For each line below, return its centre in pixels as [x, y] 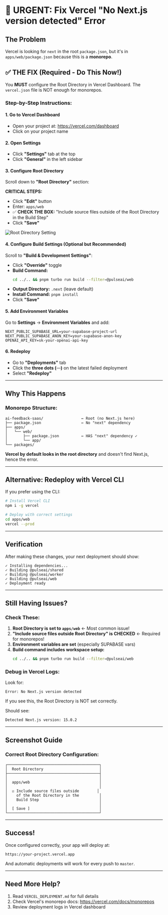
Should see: [17, 711]
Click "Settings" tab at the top [44, 154]
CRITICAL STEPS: [24, 192]
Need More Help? [33, 884]
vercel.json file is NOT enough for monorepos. [54, 90]
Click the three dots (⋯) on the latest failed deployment [70, 368]
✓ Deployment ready [25, 583]
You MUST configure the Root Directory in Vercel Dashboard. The [73, 84]
